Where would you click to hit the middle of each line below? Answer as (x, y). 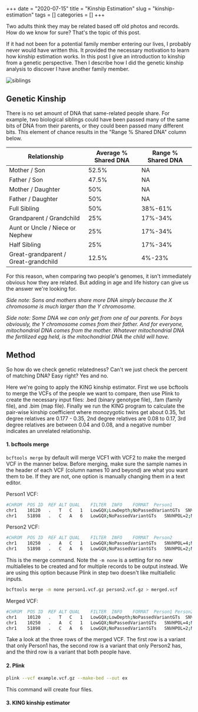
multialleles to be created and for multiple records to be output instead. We (97, 566)
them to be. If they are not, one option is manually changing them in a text (96, 476)
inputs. (14, 579)
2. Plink (15, 665)
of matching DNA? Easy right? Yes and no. (57, 375)
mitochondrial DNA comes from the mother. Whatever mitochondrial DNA (95, 330)
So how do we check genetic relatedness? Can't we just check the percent (97, 369)
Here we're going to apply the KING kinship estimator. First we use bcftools (97, 387)
